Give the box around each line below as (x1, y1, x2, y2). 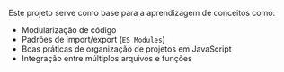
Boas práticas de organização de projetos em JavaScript (21, 44, 232, 54)
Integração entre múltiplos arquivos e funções (21, 53, 192, 63)
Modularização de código (21, 25, 117, 35)
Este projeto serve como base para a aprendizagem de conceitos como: (8, 8, 276, 18)
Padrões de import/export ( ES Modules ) (21, 35, 165, 44)
